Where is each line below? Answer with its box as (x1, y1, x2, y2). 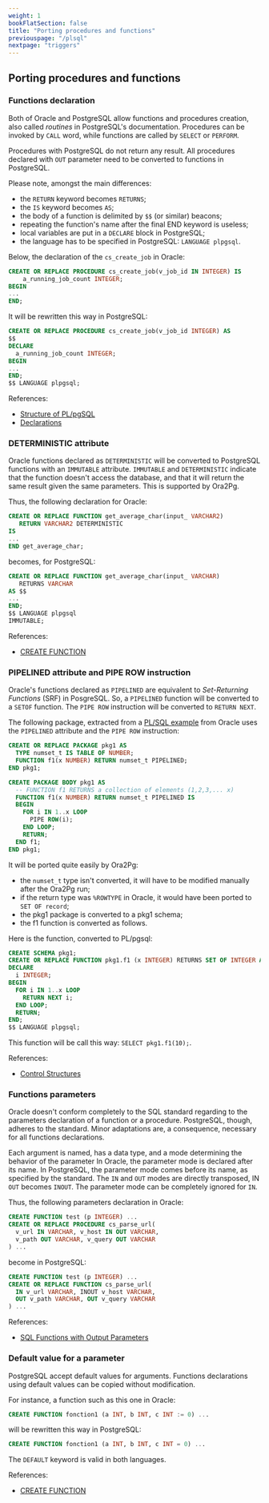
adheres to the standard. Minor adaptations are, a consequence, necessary (8, 1124, 257, 1134)
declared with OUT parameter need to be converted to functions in (8, 154, 224, 164)
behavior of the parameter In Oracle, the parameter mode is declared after (8, 1156, 254, 1166)
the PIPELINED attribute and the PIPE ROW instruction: (8, 726, 180, 736)
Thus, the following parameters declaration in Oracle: (8, 1198, 184, 1208)
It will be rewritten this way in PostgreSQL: (8, 311, 148, 321)
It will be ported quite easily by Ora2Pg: (8, 860, 139, 870)
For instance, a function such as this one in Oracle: (8, 1395, 176, 1405)
